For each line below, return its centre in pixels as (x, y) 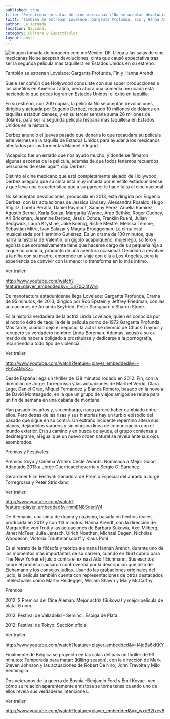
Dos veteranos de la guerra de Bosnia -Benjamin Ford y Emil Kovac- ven (80, 680)
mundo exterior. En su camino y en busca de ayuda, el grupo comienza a (81, 431)
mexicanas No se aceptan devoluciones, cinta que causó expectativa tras (82, 58)
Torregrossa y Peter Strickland (37, 482)
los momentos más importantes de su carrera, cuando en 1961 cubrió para (83, 553)
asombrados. (19, 442)
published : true (22, 10)
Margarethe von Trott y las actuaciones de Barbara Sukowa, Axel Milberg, (82, 528)
